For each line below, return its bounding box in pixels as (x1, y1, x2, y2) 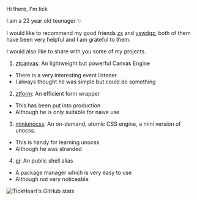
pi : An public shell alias (15, 157, 73, 164)
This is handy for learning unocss (15, 139, 100, 146)
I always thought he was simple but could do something (15, 78, 156, 85)
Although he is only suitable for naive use (15, 109, 120, 115)
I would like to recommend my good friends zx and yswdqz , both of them (6, 29, 191, 36)
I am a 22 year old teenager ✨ (6, 17, 82, 24)
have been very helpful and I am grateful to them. (6, 36, 131, 43)
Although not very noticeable (15, 175, 89, 183)
